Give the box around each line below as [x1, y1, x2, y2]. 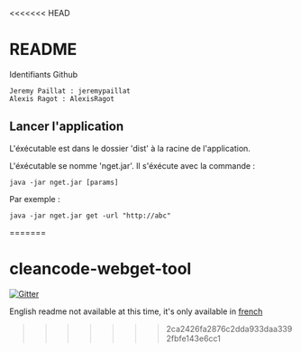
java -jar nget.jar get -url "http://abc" [9, 211, 171, 220]
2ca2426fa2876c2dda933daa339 [166, 323, 293, 334]
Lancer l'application [9, 119, 124, 134]
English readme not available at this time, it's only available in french [9, 306, 263, 317]
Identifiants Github [9, 69, 78, 79]
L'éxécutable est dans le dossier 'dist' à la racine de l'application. [9, 143, 251, 153]
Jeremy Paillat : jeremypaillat [9, 86, 131, 96]
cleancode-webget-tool [9, 258, 192, 279]
